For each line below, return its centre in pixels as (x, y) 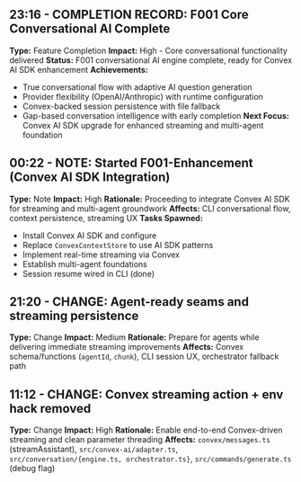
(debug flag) (32, 469)
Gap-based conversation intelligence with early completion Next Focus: (155, 115)
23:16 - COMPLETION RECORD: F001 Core (129, 15)
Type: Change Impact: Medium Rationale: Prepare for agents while (134, 337)
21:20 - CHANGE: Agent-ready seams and (129, 302)
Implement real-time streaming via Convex (101, 254)
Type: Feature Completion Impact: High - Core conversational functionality (148, 50)
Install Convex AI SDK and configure (89, 235)
